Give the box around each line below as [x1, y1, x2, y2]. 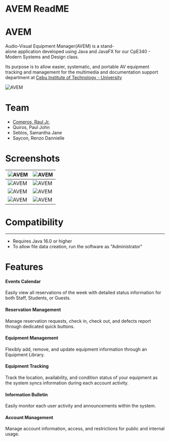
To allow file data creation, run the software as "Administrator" [12, 243, 143, 249]
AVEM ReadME [5, 3, 69, 15]
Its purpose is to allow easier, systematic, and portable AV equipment [5, 64, 150, 70]
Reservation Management [5, 307, 61, 313]
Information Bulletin [5, 391, 48, 397]
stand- [100, 43, 115, 49]
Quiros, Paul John [12, 124, 50, 130]
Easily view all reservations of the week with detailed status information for [5, 290, 161, 296]
